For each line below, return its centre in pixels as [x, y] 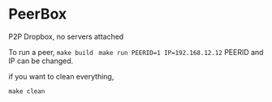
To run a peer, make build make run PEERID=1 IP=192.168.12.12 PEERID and [136, 52]
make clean [27, 91]
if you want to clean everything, [61, 76]
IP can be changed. [41, 61]
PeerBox [38, 14]
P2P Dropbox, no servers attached [66, 36]
